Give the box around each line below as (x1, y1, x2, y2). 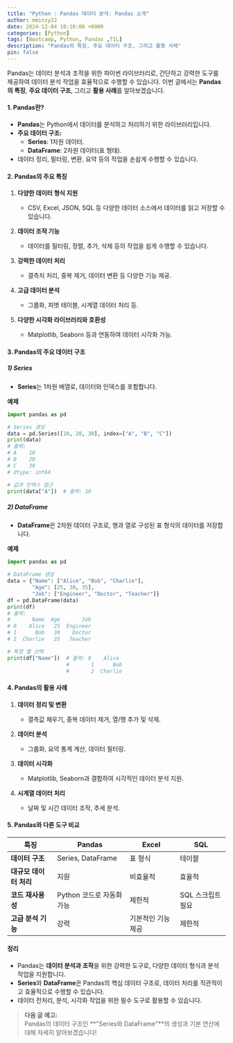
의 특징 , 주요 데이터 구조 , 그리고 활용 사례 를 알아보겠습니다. (7, 86, 165, 95)
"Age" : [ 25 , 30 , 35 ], (32, 584, 95, 591)
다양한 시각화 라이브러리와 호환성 (17, 315, 106, 324)
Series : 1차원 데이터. (27, 138, 85, 146)
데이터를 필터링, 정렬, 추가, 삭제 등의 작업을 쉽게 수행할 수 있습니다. (27, 242, 209, 250)
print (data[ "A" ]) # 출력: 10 (7, 488, 92, 495)
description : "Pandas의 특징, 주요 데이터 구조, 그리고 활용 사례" (7, 42, 182, 49)
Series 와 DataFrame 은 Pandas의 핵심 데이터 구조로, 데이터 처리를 (17, 979, 199, 987)
